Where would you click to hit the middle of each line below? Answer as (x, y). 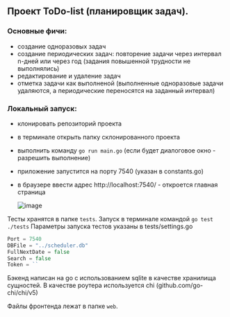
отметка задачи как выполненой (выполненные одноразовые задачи (120, 83)
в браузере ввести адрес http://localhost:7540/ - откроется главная (117, 185)
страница (31, 192)
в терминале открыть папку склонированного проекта (99, 137)
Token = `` (23, 265)
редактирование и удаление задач (69, 76)
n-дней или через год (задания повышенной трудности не (104, 61)
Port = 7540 (24, 239)
